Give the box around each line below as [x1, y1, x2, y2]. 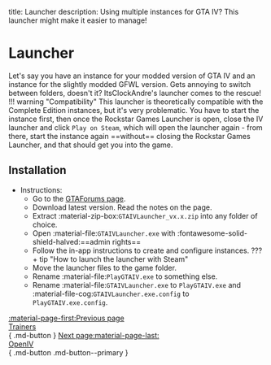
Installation [8, 163, 67, 177]
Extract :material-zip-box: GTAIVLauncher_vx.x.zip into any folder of [32, 211, 258, 220]
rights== [112, 237, 142, 246]
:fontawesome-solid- [177, 228, 248, 238]
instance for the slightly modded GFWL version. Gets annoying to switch [8, 79, 251, 89]
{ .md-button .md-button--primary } [8, 347, 129, 357]
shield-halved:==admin [32, 237, 111, 246]
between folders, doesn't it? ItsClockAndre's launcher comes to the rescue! [8, 88, 262, 98]
